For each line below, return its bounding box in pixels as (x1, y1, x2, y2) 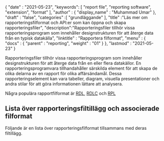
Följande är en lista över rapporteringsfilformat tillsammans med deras (5, 125, 147, 131)
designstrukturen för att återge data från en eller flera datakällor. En (5, 60, 141, 66)
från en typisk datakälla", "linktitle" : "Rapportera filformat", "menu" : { (5, 35, 146, 41)
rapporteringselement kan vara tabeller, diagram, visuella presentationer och (5, 76, 160, 81)
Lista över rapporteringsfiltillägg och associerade (5, 104, 160, 113)
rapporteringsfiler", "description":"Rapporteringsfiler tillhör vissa (5, 25, 135, 31)
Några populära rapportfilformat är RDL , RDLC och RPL (5, 90, 116, 96)
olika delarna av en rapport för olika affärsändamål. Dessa (5, 71, 122, 76)
